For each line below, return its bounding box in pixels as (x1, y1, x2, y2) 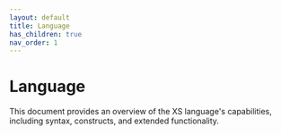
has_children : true (9, 30, 83, 38)
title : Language (9, 21, 70, 30)
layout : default (9, 13, 70, 22)
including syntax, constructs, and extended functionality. (9, 115, 220, 126)
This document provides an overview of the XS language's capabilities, (9, 106, 272, 117)
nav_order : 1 (9, 38, 58, 47)
